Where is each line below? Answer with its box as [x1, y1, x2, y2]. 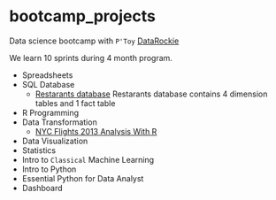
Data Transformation [21, 117, 97, 127]
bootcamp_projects [9, 6, 157, 27]
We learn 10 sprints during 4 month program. [9, 52, 172, 63]
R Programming [21, 107, 80, 118]
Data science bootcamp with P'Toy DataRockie [9, 35, 180, 46]
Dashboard [21, 182, 64, 193]
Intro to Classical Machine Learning [21, 154, 155, 165]
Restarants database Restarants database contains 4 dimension [34, 88, 268, 99]
